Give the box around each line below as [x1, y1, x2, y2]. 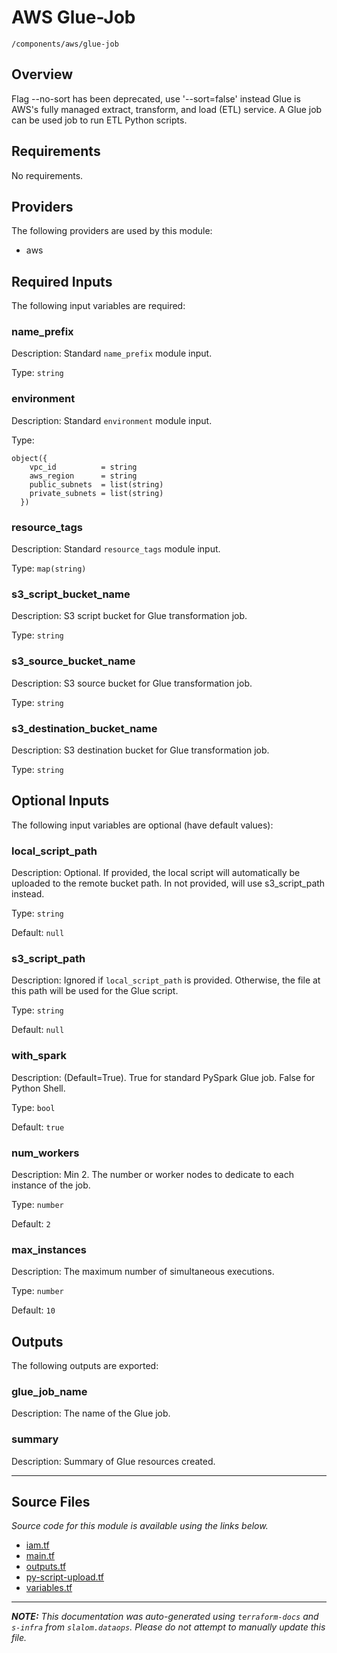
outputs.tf [25, 1561, 67, 1573]
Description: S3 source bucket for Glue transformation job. [11, 677, 253, 689]
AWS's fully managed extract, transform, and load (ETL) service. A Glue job [11, 103, 323, 115]
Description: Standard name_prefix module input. [11, 347, 213, 360]
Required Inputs [11, 273, 113, 290]
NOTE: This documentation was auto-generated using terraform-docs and [11, 1611, 319, 1623]
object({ [11, 453, 48, 463]
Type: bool [11, 1101, 56, 1113]
